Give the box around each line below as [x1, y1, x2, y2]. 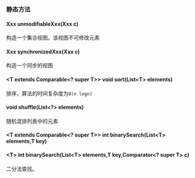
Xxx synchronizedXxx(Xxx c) [6, 48, 80, 55]
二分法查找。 [6, 165, 37, 172]
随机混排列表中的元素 [6, 117, 58, 125]
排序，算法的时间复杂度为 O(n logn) [6, 90, 93, 97]
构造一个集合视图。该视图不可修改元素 [6, 34, 100, 41]
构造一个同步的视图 [6, 62, 53, 69]
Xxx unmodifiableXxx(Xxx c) [6, 20, 79, 27]
